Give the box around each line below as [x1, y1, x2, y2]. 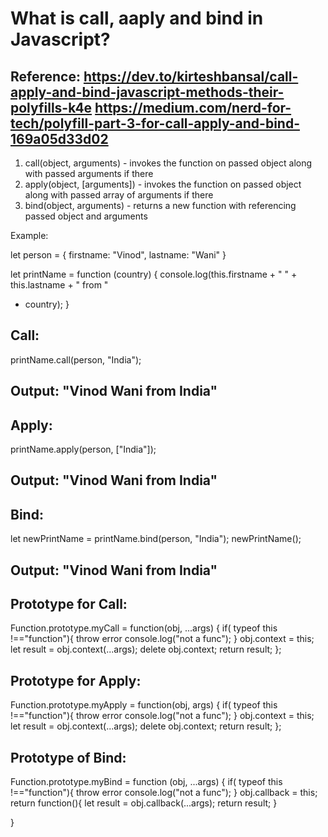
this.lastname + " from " [10, 279, 109, 291]
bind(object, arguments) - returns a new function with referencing [24, 200, 297, 211]
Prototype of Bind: [10, 749, 127, 766]
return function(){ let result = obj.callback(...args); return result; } [10, 797, 278, 809]
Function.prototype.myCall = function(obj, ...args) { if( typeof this [10, 622, 278, 634]
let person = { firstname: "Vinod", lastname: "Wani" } [10, 249, 227, 261]
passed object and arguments [24, 210, 148, 222]
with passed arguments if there [24, 168, 154, 179]
